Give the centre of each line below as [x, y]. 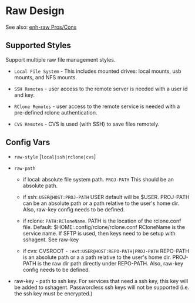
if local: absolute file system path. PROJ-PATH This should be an [98, 179]
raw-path [25, 169]
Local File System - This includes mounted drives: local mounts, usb [97, 71]
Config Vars [28, 142]
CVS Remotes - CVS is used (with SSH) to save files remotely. [87, 124]
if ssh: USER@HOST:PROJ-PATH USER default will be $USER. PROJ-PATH [106, 197]
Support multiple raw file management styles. [60, 59]
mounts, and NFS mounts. [46, 77]
